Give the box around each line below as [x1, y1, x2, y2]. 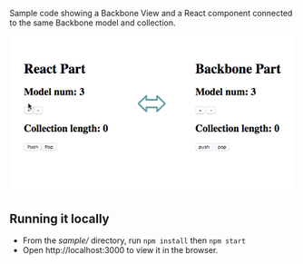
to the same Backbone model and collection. [9, 17, 176, 28]
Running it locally [9, 211, 110, 227]
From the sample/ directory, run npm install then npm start [22, 235, 247, 246]
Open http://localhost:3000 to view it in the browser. [22, 245, 219, 256]
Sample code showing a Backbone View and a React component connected [9, 8, 293, 18]
